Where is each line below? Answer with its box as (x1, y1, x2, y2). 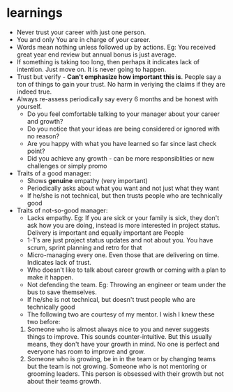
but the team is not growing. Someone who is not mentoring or (27, 362, 207, 370)
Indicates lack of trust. (27, 258, 92, 266)
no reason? (27, 131, 60, 140)
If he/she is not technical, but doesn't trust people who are (27, 295, 196, 303)
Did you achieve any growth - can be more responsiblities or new (27, 154, 215, 162)
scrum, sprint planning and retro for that (27, 243, 142, 252)
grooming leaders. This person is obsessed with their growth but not (27, 369, 224, 378)
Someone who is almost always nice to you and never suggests (27, 325, 210, 333)
